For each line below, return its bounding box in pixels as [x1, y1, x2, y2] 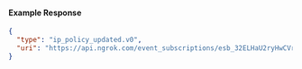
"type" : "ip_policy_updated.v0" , [16, 36, 142, 45]
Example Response [8, 7, 82, 18]
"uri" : [16, 43, 41, 53]
